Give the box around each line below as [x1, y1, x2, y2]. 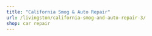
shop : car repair [6, 20, 51, 26]
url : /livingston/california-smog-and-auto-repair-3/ [6, 15, 147, 21]
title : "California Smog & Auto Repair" [6, 9, 111, 15]
